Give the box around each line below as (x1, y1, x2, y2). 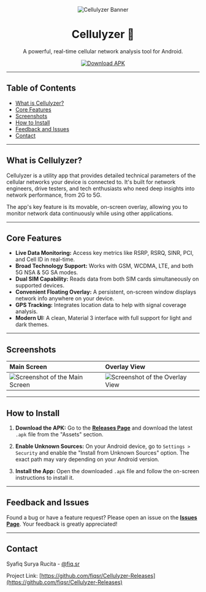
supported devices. (15, 282, 64, 289)
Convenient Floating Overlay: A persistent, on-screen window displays (15, 288, 197, 296)
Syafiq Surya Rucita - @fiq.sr (6, 560, 80, 567)
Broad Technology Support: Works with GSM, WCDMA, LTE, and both (15, 262, 194, 270)
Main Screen (9, 363, 47, 371)
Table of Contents (6, 83, 77, 94)
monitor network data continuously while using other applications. (6, 210, 174, 217)
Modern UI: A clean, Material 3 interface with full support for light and (15, 314, 192, 322)
